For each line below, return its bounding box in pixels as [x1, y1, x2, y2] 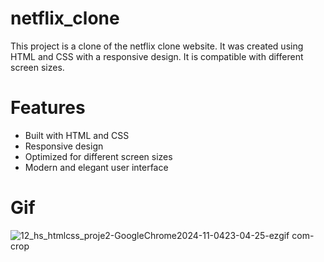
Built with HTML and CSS [24, 129, 130, 141]
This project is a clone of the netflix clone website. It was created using [10, 40, 304, 52]
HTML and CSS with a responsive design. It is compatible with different [10, 50, 304, 62]
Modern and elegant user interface [24, 161, 169, 173]
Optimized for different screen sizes [24, 150, 173, 162]
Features [10, 97, 86, 119]
